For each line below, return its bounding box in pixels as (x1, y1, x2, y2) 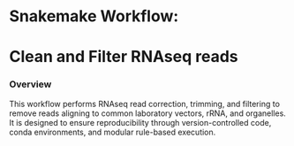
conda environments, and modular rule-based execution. (9, 127, 216, 137)
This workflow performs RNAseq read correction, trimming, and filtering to (9, 98, 281, 109)
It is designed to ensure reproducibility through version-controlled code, (9, 117, 272, 127)
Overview (9, 78, 52, 90)
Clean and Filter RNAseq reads (9, 47, 238, 67)
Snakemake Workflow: (9, 6, 179, 27)
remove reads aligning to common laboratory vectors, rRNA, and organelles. (9, 108, 287, 119)
